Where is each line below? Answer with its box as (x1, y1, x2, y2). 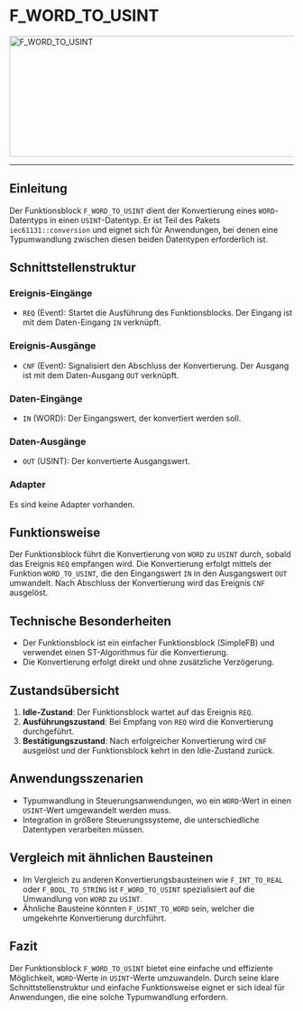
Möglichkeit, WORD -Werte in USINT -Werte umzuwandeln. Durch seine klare (9, 972, 280, 983)
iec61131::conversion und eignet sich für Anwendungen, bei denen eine (9, 224, 279, 235)
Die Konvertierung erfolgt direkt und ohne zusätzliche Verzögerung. (22, 656, 275, 668)
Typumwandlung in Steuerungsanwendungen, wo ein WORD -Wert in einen (22, 795, 291, 806)
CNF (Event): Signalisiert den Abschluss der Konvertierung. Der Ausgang (22, 360, 289, 371)
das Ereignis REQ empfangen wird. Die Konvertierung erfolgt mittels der (9, 559, 272, 570)
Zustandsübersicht (9, 682, 120, 698)
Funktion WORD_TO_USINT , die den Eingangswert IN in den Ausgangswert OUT (9, 568, 288, 579)
